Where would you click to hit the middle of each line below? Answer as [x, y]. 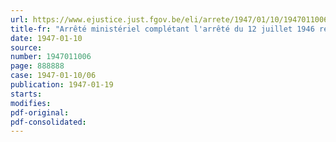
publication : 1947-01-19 [62, 85]
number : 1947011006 [51, 57]
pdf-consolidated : [48, 122]
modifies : [31, 103]
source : [26, 47]
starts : [26, 94]
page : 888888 [37, 66]
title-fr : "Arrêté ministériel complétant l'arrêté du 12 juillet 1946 [162, 29]
